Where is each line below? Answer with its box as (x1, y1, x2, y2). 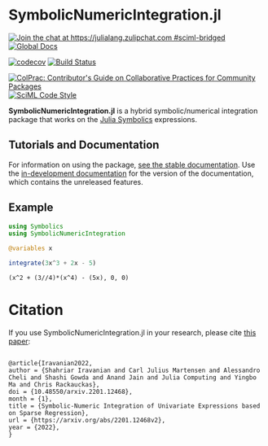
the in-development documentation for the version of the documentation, (8, 168, 254, 178)
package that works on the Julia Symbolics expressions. (8, 114, 198, 124)
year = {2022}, (8, 423, 60, 431)
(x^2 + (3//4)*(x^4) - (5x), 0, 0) (8, 274, 130, 282)
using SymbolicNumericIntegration (8, 230, 126, 238)
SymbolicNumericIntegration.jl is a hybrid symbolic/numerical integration (8, 106, 258, 116)
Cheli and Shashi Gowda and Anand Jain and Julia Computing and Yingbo (8, 374, 257, 382)
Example (8, 201, 54, 215)
